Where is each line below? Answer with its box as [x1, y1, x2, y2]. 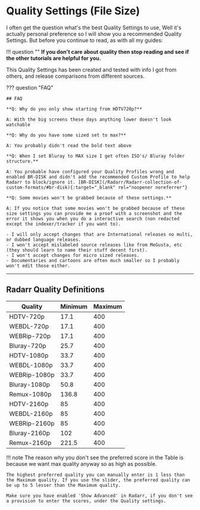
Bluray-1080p [9, 380, 51, 389]
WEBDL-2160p [9, 409, 53, 417]
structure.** [6, 158, 39, 164]
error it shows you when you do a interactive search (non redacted [6, 216, 180, 222]
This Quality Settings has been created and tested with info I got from [6, 66, 177, 73]
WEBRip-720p [9, 331, 51, 340]
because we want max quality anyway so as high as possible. [6, 460, 157, 467]
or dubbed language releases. [6, 236, 82, 242]
